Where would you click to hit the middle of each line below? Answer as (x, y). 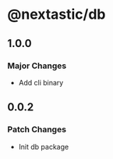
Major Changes (37, 66)
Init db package (44, 146)
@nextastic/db (56, 14)
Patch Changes (37, 129)
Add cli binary (41, 82)
